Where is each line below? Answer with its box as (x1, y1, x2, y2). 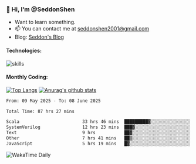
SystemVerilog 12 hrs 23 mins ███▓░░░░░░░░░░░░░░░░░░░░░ (6, 124, 191, 131)
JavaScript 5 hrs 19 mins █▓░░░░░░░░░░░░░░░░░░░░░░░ (6, 141, 191, 146)
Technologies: (6, 47, 42, 54)
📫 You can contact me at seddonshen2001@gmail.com (14, 25, 150, 32)
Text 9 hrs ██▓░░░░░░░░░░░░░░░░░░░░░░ (6, 130, 191, 136)
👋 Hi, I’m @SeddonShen (6, 5, 75, 13)
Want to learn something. (14, 19, 76, 26)
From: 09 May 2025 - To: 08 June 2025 (6, 98, 101, 104)
